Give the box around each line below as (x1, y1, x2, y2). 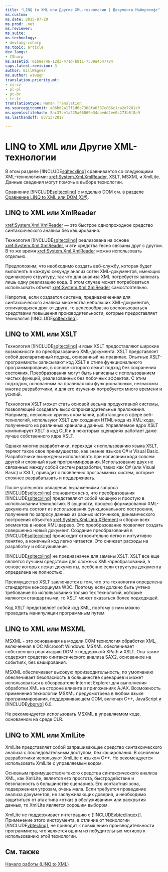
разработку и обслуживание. (5, 544, 68, 550)
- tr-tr (5, 96, 22, 101)
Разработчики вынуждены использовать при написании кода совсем (5, 454, 155, 460)
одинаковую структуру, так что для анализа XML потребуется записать (5, 274, 159, 280)
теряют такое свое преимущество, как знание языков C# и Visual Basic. (5, 448, 160, 454)
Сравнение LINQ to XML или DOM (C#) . (5, 194, 89, 200)
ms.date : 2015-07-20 (5, 17, 49, 22)
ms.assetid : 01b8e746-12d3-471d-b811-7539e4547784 (5, 59, 113, 64)
